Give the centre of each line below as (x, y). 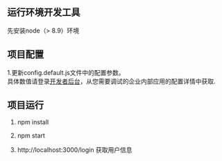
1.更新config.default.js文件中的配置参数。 (66, 72)
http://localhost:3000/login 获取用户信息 (75, 150)
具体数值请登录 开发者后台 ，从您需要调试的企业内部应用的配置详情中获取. (112, 81)
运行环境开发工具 (44, 12)
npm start (31, 136)
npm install (33, 122)
